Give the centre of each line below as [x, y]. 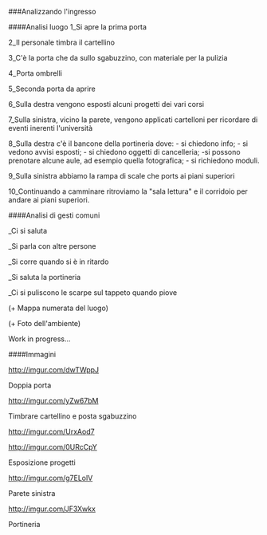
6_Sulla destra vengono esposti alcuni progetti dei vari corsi [106, 104]
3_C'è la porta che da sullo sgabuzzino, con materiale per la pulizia [118, 58]
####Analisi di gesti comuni [54, 215]
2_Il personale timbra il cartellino [62, 42]
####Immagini [32, 354]
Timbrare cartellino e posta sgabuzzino [73, 416]
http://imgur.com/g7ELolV [51, 478]
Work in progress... [39, 339]
